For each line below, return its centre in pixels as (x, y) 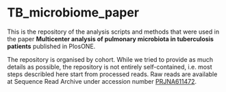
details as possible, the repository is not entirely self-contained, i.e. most (110, 67)
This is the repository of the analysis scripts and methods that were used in (113, 32)
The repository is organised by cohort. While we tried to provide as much (110, 59)
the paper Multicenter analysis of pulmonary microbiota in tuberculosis (111, 38)
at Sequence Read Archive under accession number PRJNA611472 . (102, 81)
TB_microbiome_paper (73, 13)
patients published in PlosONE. (51, 46)
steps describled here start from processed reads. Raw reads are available (112, 74)
